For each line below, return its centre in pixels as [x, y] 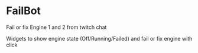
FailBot [24, 11]
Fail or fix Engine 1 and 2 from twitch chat [56, 27]
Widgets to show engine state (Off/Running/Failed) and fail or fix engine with [99, 38]
